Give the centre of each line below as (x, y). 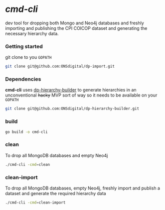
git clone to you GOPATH (28, 57)
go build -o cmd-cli (27, 132)
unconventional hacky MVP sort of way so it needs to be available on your (81, 95)
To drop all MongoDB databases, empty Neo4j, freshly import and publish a (83, 188)
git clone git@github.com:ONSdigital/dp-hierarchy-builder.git (72, 109)
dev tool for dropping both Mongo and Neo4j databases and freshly (75, 23)
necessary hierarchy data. (32, 33)
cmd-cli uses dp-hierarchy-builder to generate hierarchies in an (71, 90)
